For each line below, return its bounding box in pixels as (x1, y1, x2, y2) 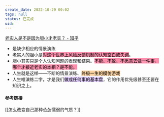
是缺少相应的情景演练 (12, 45, 56, 52)
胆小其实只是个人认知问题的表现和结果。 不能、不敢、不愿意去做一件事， (12, 58, 159, 64)
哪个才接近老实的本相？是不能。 (12, 64, 77, 70)
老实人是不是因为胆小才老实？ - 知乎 (5, 35, 79, 41)
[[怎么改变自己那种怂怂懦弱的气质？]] (5, 107, 81, 113)
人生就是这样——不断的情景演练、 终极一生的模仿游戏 (12, 70, 121, 77)
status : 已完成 (5, 16, 34, 21)
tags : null (5, 12, 28, 17)
